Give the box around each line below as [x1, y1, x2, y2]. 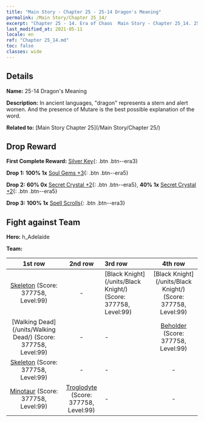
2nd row [69, 259, 94, 268]
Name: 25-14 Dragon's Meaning [6, 87, 87, 94]
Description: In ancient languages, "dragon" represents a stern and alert [6, 99, 188, 107]
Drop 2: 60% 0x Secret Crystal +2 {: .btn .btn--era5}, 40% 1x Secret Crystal [6, 181, 196, 189]
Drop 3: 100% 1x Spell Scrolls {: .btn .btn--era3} [6, 199, 126, 207]
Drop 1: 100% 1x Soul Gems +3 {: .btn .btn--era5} [6, 169, 129, 177]
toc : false [6, 43, 34, 49]
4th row [161, 259, 185, 268]
